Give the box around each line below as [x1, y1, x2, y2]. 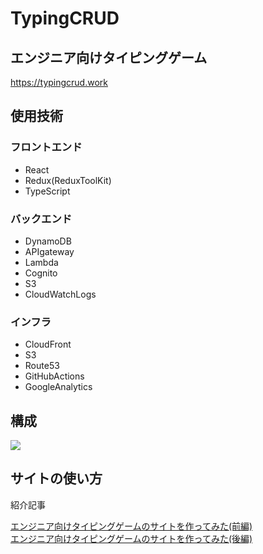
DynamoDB [24, 235, 72, 247]
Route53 [24, 360, 60, 372]
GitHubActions [24, 370, 85, 382]
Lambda [24, 256, 59, 268]
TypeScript [24, 185, 71, 197]
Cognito [24, 267, 58, 279]
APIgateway [24, 245, 75, 257]
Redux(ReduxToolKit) [24, 174, 112, 186]
